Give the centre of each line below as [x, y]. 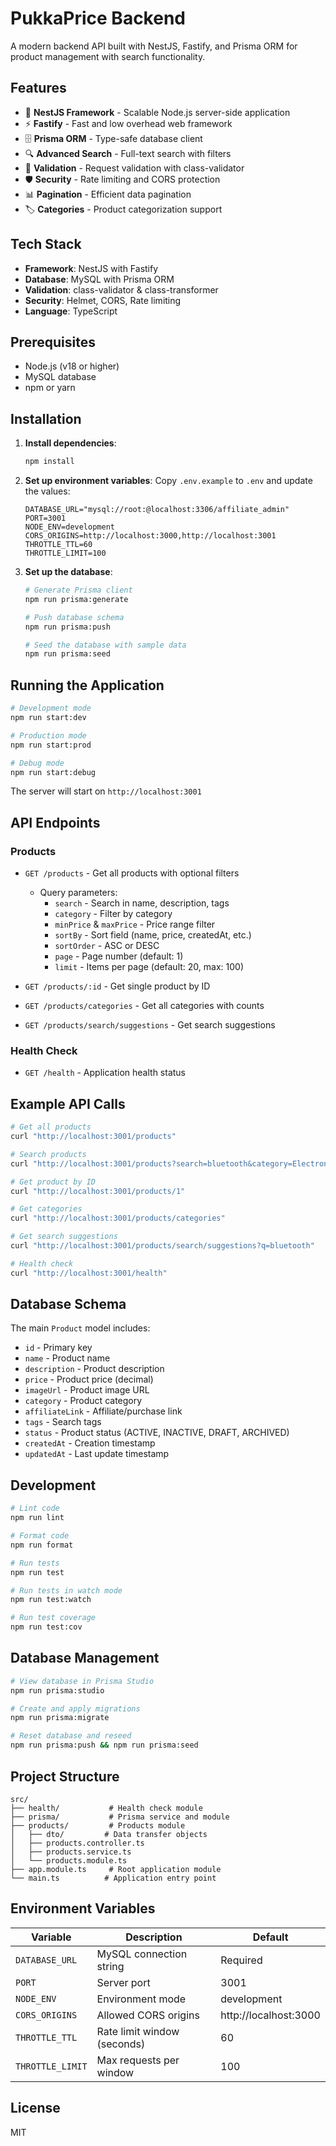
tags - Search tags [63, 1422]
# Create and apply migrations [75, 1708]
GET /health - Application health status [105, 1073]
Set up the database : [68, 572]
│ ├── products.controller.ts [77, 1843]
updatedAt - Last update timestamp [97, 1454]
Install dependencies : [70, 443]
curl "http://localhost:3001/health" [89, 1273]
